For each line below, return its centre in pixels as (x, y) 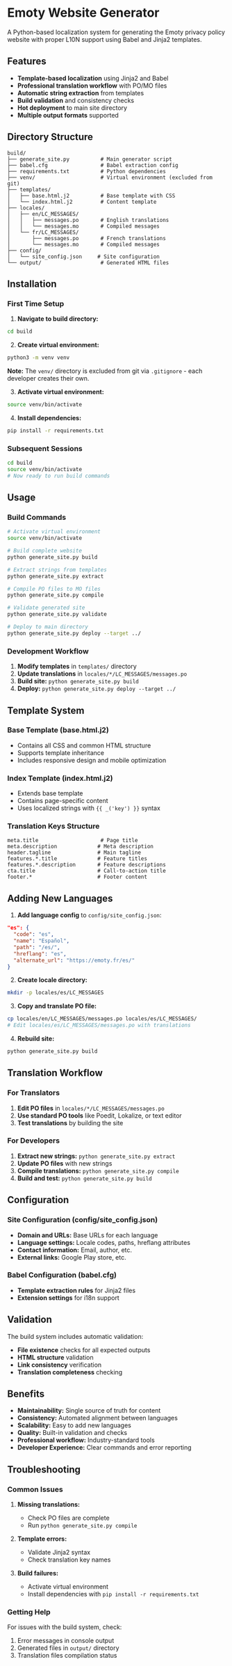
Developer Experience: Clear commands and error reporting (104, 1447)
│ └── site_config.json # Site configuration (83, 256)
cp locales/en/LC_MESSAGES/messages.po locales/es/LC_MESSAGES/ (102, 1019)
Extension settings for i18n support (68, 1298)
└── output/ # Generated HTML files (88, 262)
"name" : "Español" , (42, 941)
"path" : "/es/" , (37, 947)
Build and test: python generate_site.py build (85, 1178)
